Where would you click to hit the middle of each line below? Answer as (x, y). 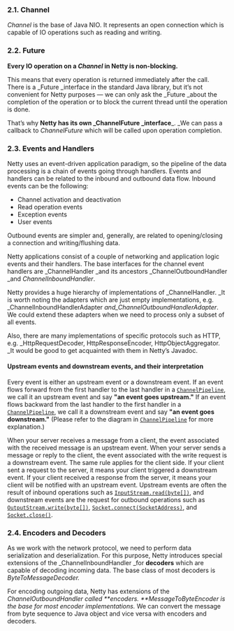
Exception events (42, 214)
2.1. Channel (29, 10)
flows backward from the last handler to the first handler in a (94, 405)
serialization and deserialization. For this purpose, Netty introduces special (115, 555)
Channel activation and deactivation (69, 199)
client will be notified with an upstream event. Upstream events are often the (117, 485)
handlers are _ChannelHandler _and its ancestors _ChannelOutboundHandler (117, 271)
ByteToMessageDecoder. (44, 578)
